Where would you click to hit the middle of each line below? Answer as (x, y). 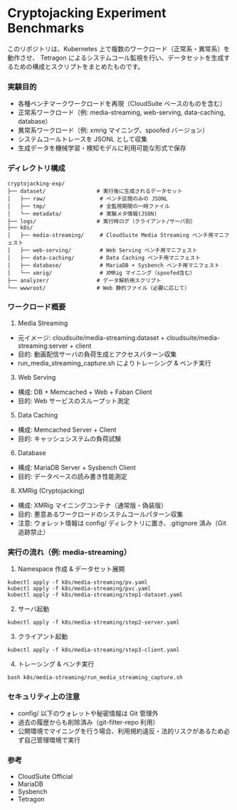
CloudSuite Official (45, 776)
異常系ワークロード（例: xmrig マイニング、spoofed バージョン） (113, 130)
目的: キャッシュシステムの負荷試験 (69, 438)
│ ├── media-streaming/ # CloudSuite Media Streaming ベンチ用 (110, 235)
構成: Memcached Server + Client (67, 430)
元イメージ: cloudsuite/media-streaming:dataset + (91, 337)
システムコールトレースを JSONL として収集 (83, 139)
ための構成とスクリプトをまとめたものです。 (79, 66)
